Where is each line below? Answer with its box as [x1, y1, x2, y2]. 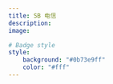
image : [8, 26, 30, 34]
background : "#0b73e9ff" [22, 56, 106, 64]
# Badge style [8, 41, 56, 49]
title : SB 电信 [8, 11, 57, 20]
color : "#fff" [22, 63, 70, 72]
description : [8, 19, 52, 27]
